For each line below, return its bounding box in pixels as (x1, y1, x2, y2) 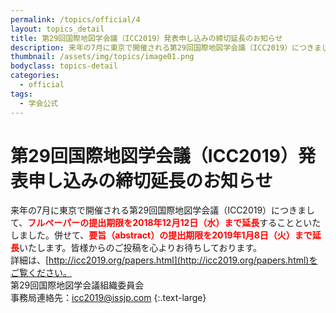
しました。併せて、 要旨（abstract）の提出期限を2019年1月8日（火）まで (10, 229, 313, 241)
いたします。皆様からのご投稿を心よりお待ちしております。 (19, 242, 263, 254)
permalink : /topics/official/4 (10, 14, 141, 25)
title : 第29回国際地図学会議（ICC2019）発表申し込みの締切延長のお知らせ (10, 33, 283, 43)
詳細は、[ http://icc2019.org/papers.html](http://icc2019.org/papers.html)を (10, 254, 318, 266)
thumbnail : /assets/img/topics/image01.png (10, 52, 195, 62)
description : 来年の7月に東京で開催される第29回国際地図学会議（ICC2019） (10, 42, 293, 53)
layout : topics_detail (10, 24, 105, 34)
